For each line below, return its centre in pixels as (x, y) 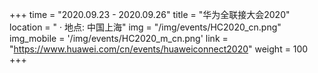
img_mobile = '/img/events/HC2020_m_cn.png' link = (119, 38)
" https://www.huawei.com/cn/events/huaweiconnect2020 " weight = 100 (159, 49)
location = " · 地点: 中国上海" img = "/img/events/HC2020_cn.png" (145, 27)
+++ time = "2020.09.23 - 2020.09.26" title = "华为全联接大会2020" (150, 14)
